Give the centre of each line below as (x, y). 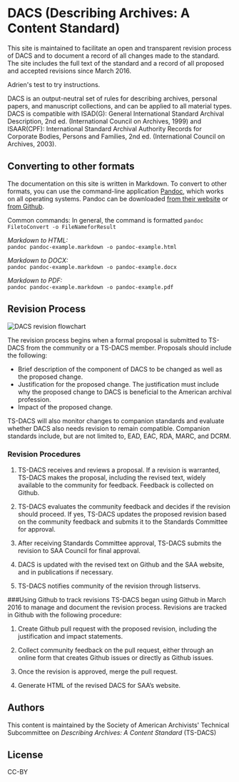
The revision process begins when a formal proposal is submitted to (107, 340)
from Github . (26, 206)
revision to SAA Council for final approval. (79, 550)
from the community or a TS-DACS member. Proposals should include (129, 347)
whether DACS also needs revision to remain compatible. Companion (109, 428)
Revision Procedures (44, 455)
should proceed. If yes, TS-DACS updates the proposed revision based (122, 514)
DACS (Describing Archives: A (99, 13)
